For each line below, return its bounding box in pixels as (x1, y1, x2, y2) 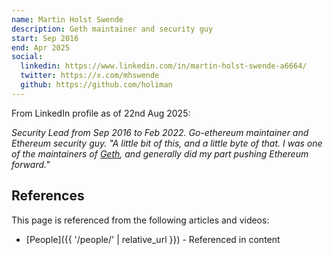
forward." (11, 158, 51, 170)
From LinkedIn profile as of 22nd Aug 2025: (11, 107, 191, 119)
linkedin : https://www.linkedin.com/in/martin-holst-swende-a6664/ (20, 61, 308, 71)
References (11, 187, 85, 205)
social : (11, 52, 44, 62)
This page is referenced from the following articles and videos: (11, 214, 270, 226)
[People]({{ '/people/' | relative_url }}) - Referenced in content (25, 233, 281, 245)
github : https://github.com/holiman (20, 80, 173, 90)
